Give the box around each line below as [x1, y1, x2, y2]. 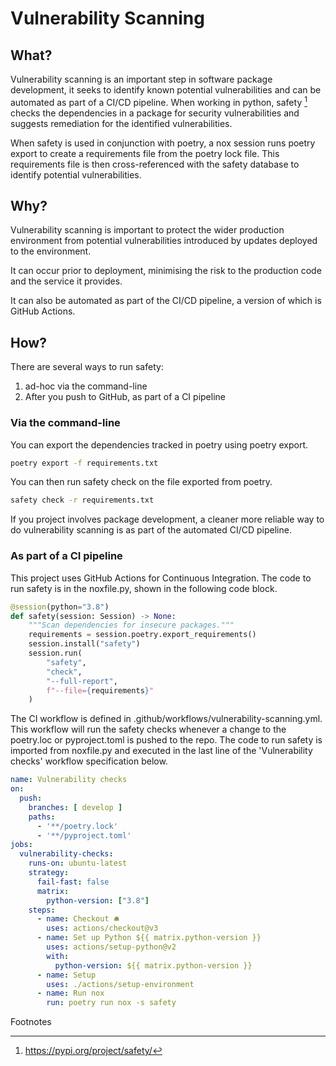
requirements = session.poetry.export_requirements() [28, 630, 257, 640]
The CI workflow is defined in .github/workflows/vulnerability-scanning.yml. [10, 713, 323, 725]
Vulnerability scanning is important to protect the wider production [10, 224, 285, 236]
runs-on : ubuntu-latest [28, 858, 128, 869]
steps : [28, 905, 56, 915]
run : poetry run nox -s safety [46, 998, 177, 1008]
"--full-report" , [46, 676, 118, 686]
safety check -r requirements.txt [10, 495, 155, 506]
